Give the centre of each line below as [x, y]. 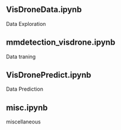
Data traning [21, 56]
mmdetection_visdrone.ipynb [61, 43]
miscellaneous [23, 122]
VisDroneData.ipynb [44, 10]
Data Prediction [25, 89]
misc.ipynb [27, 107]
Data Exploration [26, 24]
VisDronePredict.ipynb [49, 75]
